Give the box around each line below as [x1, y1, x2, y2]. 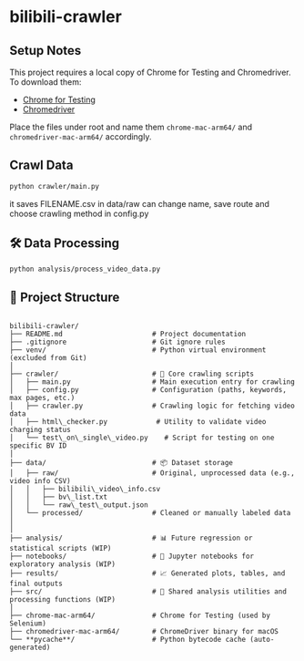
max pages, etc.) [9, 394, 76, 403]
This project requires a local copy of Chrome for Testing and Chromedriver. [9, 67, 291, 77]
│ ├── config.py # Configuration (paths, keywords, [9, 386, 287, 395]
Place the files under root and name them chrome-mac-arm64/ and [9, 121, 253, 132]
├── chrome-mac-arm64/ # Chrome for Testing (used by [9, 611, 271, 621]
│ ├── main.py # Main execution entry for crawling [9, 377, 296, 387]
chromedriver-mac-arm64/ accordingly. [9, 131, 152, 142]
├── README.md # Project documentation [9, 330, 247, 339]
